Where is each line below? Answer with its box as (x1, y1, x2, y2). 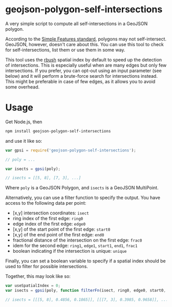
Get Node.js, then (5, 119, 42, 125)
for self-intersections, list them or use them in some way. (5, 47, 125, 53)
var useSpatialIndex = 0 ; (5, 283, 60, 289)
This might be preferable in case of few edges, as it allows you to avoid (5, 78, 156, 84)
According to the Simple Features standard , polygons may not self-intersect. (5, 36, 167, 42)
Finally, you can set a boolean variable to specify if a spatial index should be (5, 258, 166, 264)
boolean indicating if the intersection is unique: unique (12, 248, 127, 254)
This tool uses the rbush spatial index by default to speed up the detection (5, 56, 162, 62)
